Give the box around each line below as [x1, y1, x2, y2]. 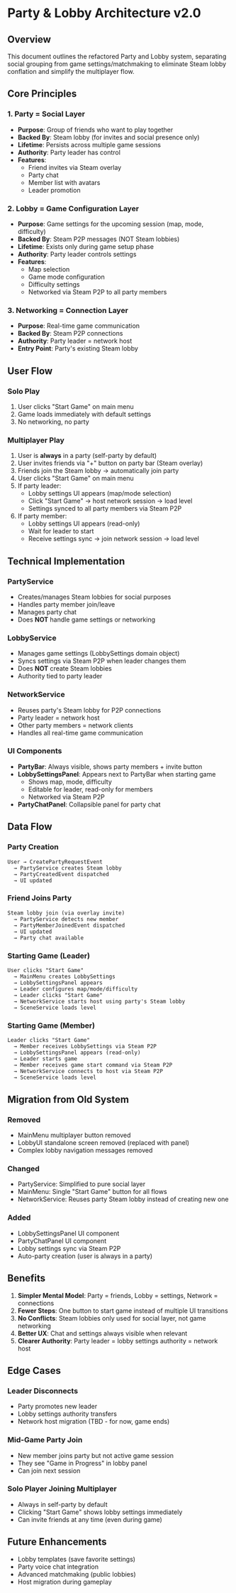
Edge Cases [7, 1364, 62, 1377]
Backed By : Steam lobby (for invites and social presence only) [17, 133, 200, 142]
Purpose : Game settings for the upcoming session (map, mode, [17, 219, 204, 228]
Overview [7, 33, 52, 46]
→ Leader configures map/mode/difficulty [13, 986, 138, 993]
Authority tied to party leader [17, 672, 103, 681]
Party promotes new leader [17, 1402, 98, 1411]
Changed [7, 1164, 40, 1174]
